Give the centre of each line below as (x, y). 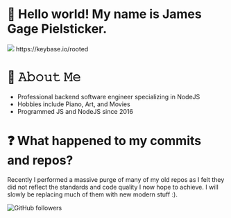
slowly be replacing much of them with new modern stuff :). (93, 194)
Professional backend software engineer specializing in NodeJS (109, 97)
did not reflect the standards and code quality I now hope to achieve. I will (113, 187)
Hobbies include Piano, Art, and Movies (74, 104)
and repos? (40, 161)
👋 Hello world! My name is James (105, 14)
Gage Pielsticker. (57, 29)
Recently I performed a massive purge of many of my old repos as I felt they (116, 179)
